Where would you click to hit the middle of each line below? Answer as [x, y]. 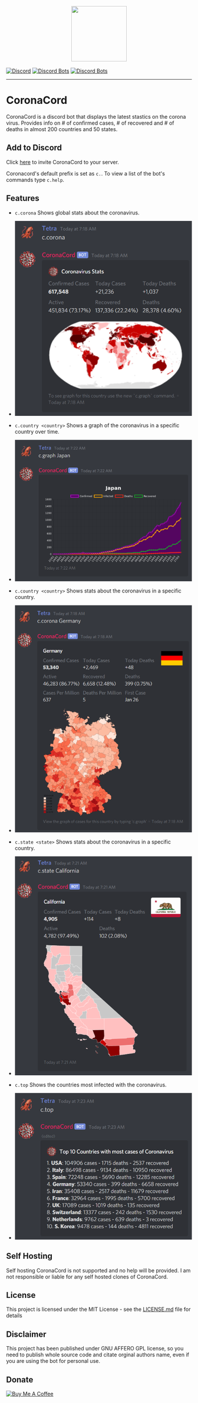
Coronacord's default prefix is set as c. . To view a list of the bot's [85, 173]
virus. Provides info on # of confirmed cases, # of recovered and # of [90, 123]
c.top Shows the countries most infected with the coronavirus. [90, 1085]
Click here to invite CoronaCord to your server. [63, 162]
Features [23, 198]
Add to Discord [34, 148]
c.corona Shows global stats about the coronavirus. [77, 213]
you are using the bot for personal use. [53, 1361]
